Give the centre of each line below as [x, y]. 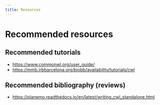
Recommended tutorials [43, 52]
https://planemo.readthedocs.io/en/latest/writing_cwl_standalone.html [83, 97]
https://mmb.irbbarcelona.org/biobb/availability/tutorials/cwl [73, 69]
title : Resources [23, 10]
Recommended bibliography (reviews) [65, 85]
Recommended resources [59, 34]
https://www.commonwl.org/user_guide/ [53, 64]
